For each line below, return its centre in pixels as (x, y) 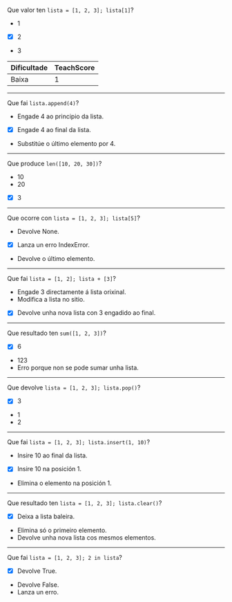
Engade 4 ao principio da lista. (60, 116)
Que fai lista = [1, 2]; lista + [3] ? (61, 279)
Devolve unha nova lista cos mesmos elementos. (87, 537)
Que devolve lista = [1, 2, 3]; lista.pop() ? (74, 387)
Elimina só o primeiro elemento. (62, 530)
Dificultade (29, 68)
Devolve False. (38, 585)
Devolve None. (38, 232)
